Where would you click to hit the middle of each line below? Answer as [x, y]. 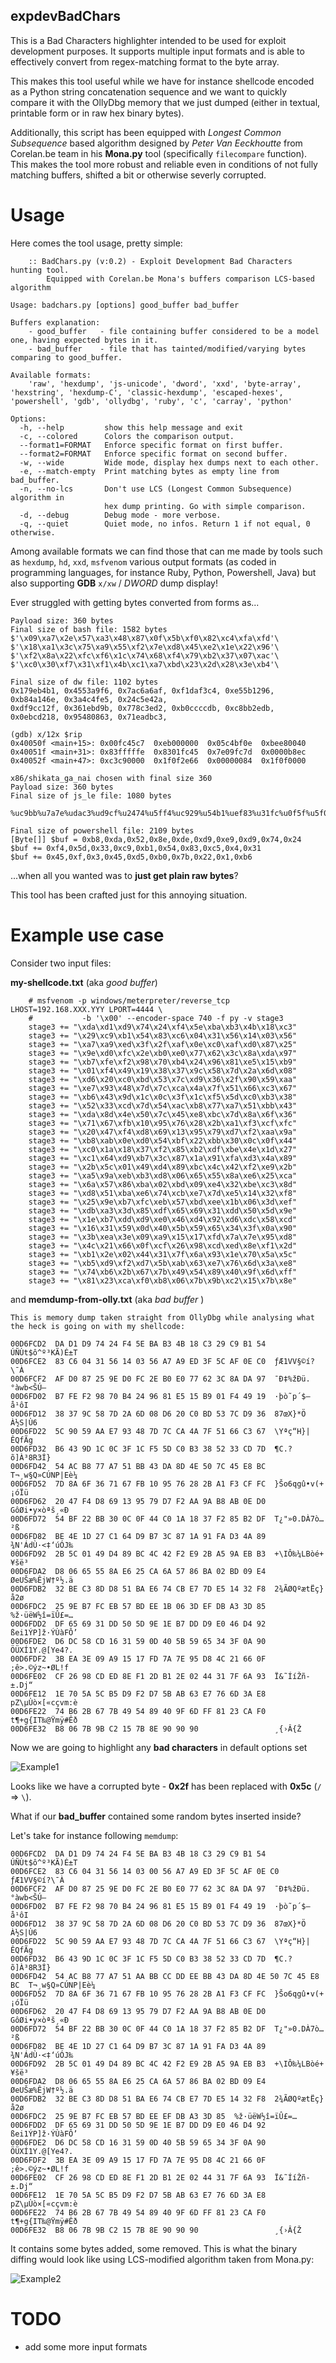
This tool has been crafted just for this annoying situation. [129, 895]
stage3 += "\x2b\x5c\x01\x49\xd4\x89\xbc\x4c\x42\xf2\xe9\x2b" [163, 1167]
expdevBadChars [65, 16]
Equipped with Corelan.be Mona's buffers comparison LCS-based [180, 279]
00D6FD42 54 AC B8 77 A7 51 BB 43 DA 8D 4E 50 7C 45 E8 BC [138, 1466]
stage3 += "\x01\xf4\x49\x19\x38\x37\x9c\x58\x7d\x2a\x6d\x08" [163, 1070]
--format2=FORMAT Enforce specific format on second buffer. [153, 454]
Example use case [87, 935]
